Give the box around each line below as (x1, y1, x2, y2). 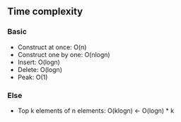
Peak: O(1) (17, 73, 48, 81)
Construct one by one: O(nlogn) (17, 50, 111, 59)
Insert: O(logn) (17, 58, 60, 66)
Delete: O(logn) (17, 65, 62, 73)
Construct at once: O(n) (17, 42, 87, 51)
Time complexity (7, 6, 83, 18)
